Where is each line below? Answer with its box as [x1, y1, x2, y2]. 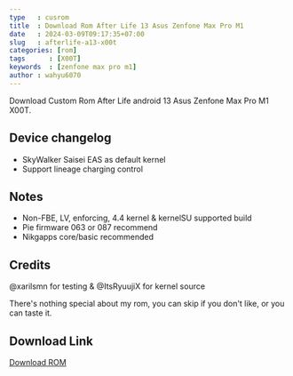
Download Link [9, 333, 93, 348]
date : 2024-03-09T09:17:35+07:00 [9, 29, 145, 38]
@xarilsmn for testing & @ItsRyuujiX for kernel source [9, 281, 206, 292]
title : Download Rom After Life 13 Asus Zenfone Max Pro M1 [9, 21, 244, 30]
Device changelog [9, 131, 112, 146]
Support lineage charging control [21, 164, 144, 174]
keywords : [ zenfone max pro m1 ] [9, 63, 138, 72]
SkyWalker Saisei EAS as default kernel [21, 154, 166, 164]
